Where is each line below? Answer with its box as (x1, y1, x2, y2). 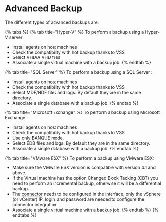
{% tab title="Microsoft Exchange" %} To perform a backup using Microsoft (5, 110, 160, 115)
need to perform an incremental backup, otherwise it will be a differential (12, 180, 161, 186)
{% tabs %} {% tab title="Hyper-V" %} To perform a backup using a (5, 29, 144, 35)
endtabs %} (12, 212, 37, 218)
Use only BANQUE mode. (12, 135, 64, 141)
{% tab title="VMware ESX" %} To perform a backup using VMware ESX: (5, 155, 154, 161)
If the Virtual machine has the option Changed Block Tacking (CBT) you (12, 175, 158, 181)
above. (12, 169, 27, 176)
